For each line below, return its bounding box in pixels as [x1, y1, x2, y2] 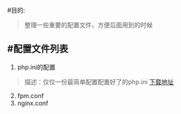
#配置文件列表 [7, 43, 68, 55]
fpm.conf [17, 91, 44, 99]
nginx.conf [17, 99, 49, 107]
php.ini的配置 [17, 63, 56, 71]
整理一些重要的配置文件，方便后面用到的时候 [24, 21, 153, 29]
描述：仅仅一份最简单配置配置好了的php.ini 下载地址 [24, 77, 174, 85]
